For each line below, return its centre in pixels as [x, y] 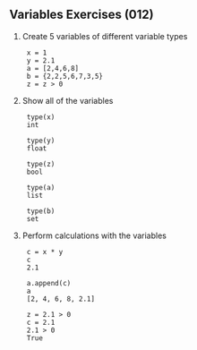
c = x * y [45, 252]
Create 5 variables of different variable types [105, 36]
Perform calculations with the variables [94, 235]
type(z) [41, 164]
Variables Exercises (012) [81, 15]
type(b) [41, 211]
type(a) [41, 187]
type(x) [41, 117]
